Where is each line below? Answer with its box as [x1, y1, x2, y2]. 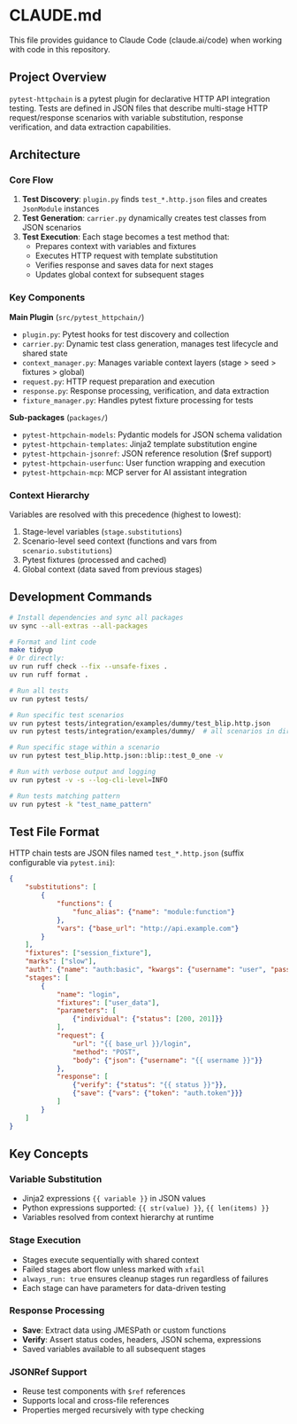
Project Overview [9, 70, 107, 85]
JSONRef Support [9, 1365, 88, 1378]
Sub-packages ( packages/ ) [9, 411, 109, 422]
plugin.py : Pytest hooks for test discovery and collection [21, 329, 230, 340]
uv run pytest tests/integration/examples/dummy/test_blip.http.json [9, 719, 271, 728]
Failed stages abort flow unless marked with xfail [21, 1264, 205, 1274]
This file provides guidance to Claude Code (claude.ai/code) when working [9, 35, 283, 45]
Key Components [9, 292, 86, 304]
